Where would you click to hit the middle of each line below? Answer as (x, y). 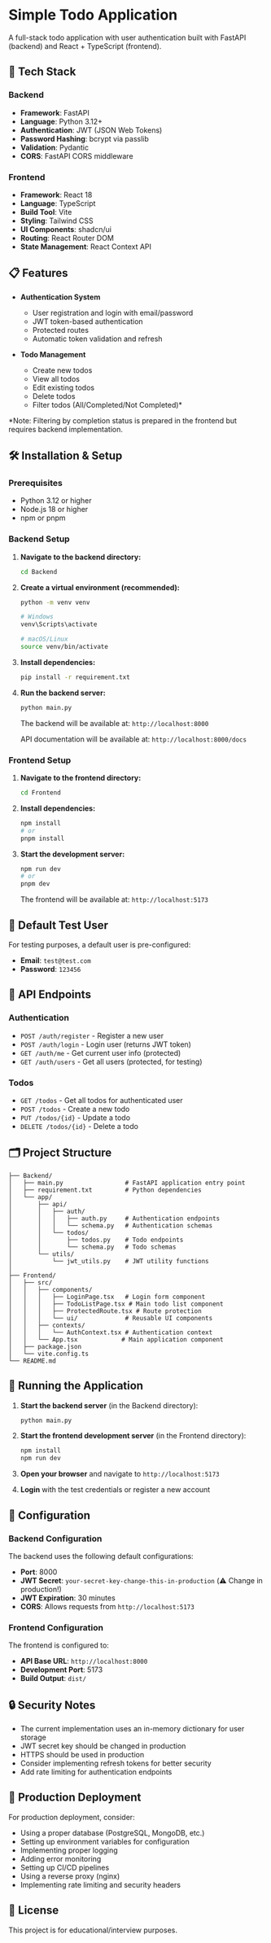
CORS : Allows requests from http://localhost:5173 (107, 1606)
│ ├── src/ (31, 1282)
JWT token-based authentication (88, 321)
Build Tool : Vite (46, 212)
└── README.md (33, 1361)
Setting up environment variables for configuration (105, 1841)
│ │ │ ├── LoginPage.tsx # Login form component (107, 1297)
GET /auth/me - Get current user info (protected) (101, 1052)
